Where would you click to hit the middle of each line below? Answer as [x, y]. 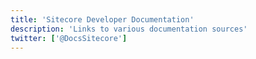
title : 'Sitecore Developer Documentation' [102, 19]
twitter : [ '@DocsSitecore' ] [69, 38]
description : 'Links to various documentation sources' [129, 29]
